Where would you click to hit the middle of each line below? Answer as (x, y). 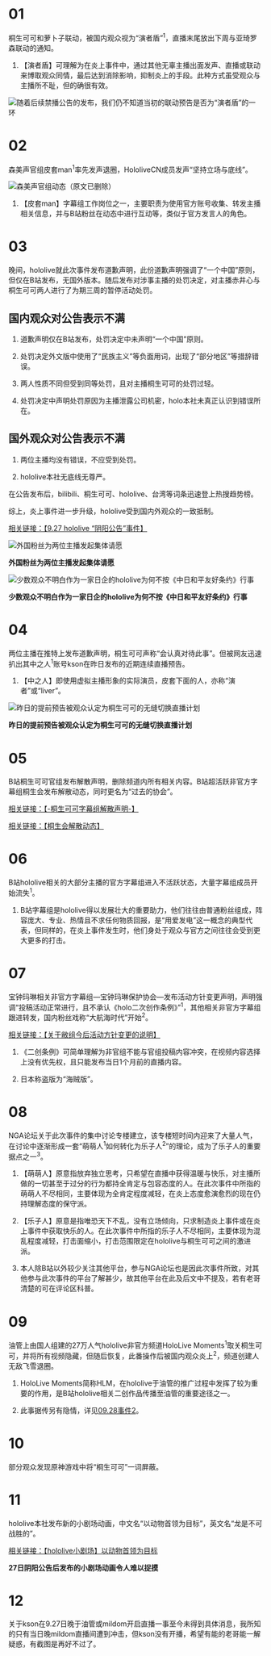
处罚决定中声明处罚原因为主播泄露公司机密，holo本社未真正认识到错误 (137, 400)
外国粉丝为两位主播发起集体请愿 (61, 562)
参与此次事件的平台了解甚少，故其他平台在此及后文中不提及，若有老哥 (144, 1278)
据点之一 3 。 (28, 1156)
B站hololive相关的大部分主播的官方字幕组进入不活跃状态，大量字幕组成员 (130, 882)
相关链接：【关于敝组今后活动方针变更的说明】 (84, 1035)
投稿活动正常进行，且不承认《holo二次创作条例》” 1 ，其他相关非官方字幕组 (140, 1006)
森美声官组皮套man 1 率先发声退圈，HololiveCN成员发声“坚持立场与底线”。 (130, 169)
